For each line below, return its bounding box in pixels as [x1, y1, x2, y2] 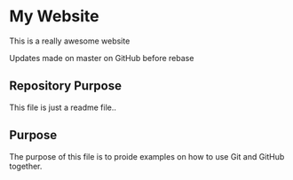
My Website [9, 6, 99, 27]
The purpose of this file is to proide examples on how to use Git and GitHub [9, 151, 285, 161]
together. [9, 160, 43, 171]
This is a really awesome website [9, 35, 131, 46]
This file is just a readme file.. [9, 102, 117, 113]
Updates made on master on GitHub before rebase [9, 52, 194, 63]
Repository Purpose [9, 78, 123, 94]
